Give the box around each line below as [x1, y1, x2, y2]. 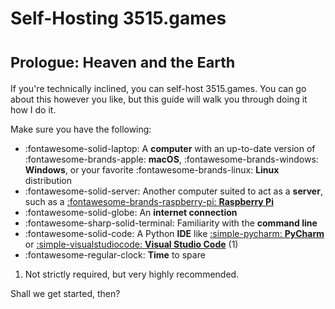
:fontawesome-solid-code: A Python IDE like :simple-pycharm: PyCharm [24, 228, 325, 240]
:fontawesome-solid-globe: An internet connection [24, 207, 238, 219]
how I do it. [10, 104, 57, 116]
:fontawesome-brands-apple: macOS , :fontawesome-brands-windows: [24, 153, 319, 166]
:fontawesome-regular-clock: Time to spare [24, 249, 206, 261]
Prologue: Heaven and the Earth [10, 53, 236, 72]
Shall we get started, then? [10, 288, 121, 300]
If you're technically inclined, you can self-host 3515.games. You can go [10, 83, 307, 95]
